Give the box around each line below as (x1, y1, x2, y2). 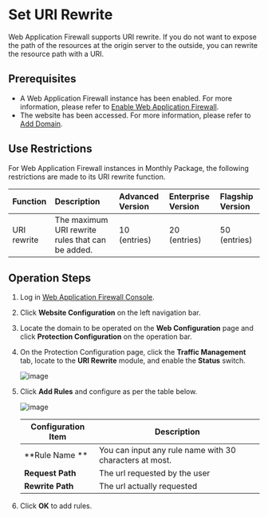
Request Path (23, 467, 77, 479)
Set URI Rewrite (8, 6, 113, 24)
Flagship (219, 190, 254, 201)
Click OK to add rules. (19, 501, 93, 511)
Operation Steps (8, 271, 92, 284)
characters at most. (98, 455, 171, 466)
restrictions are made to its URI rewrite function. (8, 172, 166, 181)
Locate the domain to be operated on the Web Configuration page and (19, 324, 254, 333)
